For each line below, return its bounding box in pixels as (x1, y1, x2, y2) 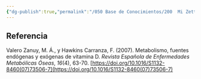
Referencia (6, 31, 48, 41)
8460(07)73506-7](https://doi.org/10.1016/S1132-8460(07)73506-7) (6, 66, 173, 73)
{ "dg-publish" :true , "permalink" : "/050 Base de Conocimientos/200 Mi (6, 8, 184, 15)
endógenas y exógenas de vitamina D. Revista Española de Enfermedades (6, 53, 190, 60)
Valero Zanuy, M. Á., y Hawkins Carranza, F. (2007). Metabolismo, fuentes (6, 47, 189, 54)
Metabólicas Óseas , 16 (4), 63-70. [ (6, 59, 93, 66)
